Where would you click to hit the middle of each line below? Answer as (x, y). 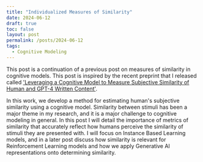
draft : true (21, 23)
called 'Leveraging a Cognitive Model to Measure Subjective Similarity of (98, 82)
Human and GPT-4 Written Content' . (52, 89)
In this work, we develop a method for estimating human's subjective (93, 100)
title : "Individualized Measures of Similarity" (69, 12)
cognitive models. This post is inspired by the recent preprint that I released (102, 75)
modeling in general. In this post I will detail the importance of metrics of (98, 120)
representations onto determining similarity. (61, 152)
